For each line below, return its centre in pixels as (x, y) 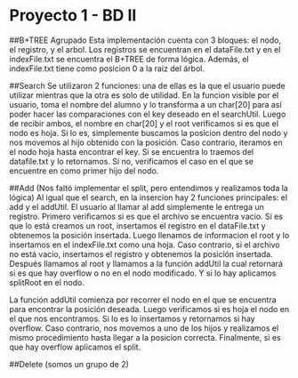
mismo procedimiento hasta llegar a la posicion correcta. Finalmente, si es (145, 337)
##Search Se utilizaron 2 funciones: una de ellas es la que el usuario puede (148, 85)
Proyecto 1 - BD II (73, 16)
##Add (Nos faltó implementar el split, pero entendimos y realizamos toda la (149, 188)
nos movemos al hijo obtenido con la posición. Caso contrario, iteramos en (146, 142)
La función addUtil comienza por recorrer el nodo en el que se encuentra (143, 300)
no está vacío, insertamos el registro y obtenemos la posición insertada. (141, 253)
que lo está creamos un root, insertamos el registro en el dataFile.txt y (137, 225)
